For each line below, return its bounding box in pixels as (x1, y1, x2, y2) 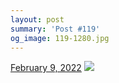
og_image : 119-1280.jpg (10, 33, 110, 43)
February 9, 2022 (10, 62, 82, 74)
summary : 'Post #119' (10, 24, 101, 34)
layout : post (10, 14, 65, 25)
